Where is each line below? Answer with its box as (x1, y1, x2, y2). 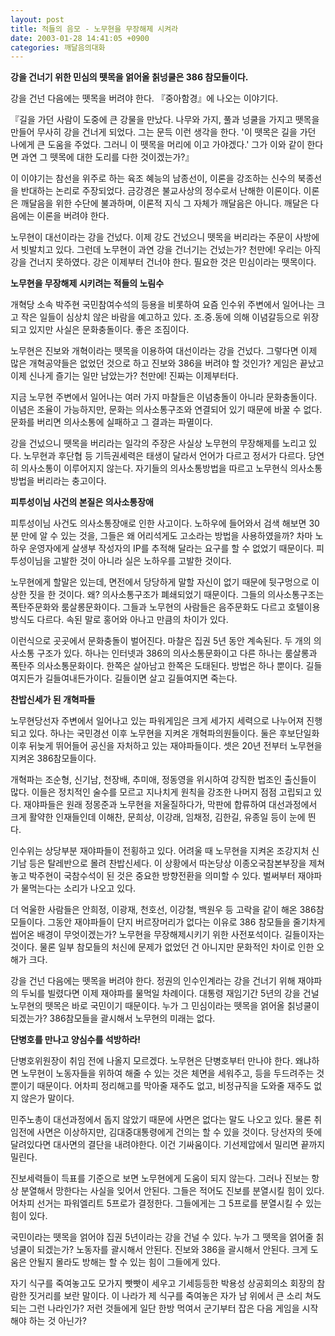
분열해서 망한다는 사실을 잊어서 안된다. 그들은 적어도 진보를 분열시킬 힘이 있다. (20, 1185, 325, 1197)
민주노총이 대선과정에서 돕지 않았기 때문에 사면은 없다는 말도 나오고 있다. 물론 (10, 1114, 312, 1126)
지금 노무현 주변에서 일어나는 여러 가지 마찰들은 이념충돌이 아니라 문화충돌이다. (10, 391, 318, 403)
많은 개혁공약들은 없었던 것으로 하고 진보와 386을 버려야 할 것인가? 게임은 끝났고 (10, 357, 325, 370)
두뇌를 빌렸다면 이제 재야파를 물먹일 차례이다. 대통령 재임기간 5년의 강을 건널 (20, 987, 320, 1000)
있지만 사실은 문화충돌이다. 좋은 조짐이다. (28, 324, 190, 336)
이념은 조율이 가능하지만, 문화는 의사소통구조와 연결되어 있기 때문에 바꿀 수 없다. (10, 404, 323, 416)
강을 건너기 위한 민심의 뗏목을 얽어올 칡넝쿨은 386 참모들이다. (10, 71, 249, 83)
